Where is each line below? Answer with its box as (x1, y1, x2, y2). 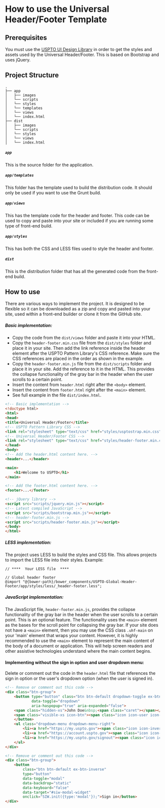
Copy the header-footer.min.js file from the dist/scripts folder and (12, 361, 151, 367)
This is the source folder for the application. (5, 162, 94, 167)
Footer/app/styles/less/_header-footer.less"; (5, 584, 102, 589)
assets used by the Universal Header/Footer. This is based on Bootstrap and (5, 52, 159, 57)
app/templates (5, 173, 34, 178)
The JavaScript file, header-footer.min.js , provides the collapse (5, 607, 136, 613)
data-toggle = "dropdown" (31, 698, 80, 703)
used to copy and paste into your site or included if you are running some (5, 218, 154, 223)
